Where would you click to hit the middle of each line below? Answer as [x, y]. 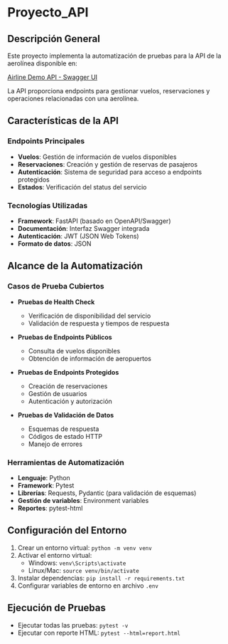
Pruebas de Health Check [56, 302]
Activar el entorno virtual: [55, 555]
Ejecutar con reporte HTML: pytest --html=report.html [99, 633]
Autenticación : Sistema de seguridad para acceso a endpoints [110, 172]
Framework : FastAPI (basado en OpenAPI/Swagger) [94, 221]
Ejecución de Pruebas [57, 608]
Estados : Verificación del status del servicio [82, 187]
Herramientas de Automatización [66, 462]
